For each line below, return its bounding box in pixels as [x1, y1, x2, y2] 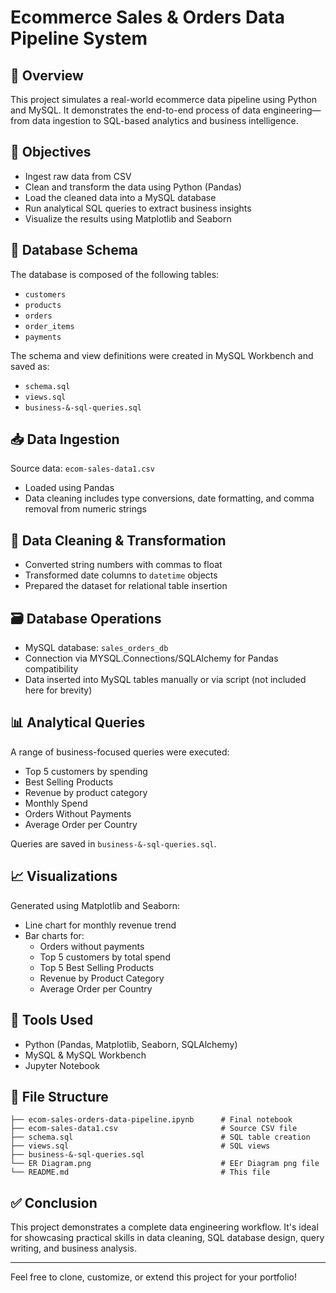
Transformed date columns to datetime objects [24, 569, 218, 581]
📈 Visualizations [10, 868, 118, 885]
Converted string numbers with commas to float [24, 559, 223, 571]
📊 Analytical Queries [10, 714, 146, 731]
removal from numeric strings [24, 503, 147, 515]
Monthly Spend [24, 797, 88, 809]
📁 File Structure [10, 1088, 109, 1105]
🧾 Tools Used [10, 1012, 94, 1029]
